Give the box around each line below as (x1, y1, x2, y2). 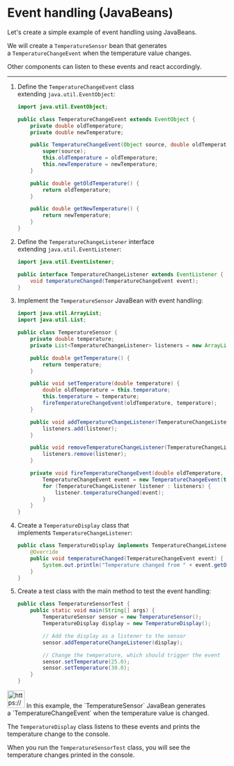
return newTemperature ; (42, 212, 111, 219)
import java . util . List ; (17, 316, 87, 323)
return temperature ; (42, 361, 102, 368)
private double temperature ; (30, 336, 115, 343)
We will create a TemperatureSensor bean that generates (7, 41, 167, 49)
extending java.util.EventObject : (17, 89, 116, 98)
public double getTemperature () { (30, 354, 130, 362)
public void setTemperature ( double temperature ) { (30, 380, 180, 388)
